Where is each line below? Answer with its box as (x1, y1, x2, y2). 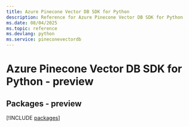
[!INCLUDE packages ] (6, 114, 60, 121)
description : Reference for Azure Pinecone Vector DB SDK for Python (6, 14, 184, 20)
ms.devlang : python (6, 31, 55, 37)
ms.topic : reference (6, 25, 58, 32)
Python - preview (6, 75, 94, 88)
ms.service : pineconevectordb (6, 36, 82, 42)
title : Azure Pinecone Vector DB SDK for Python (6, 8, 130, 15)
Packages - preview (6, 98, 82, 109)
